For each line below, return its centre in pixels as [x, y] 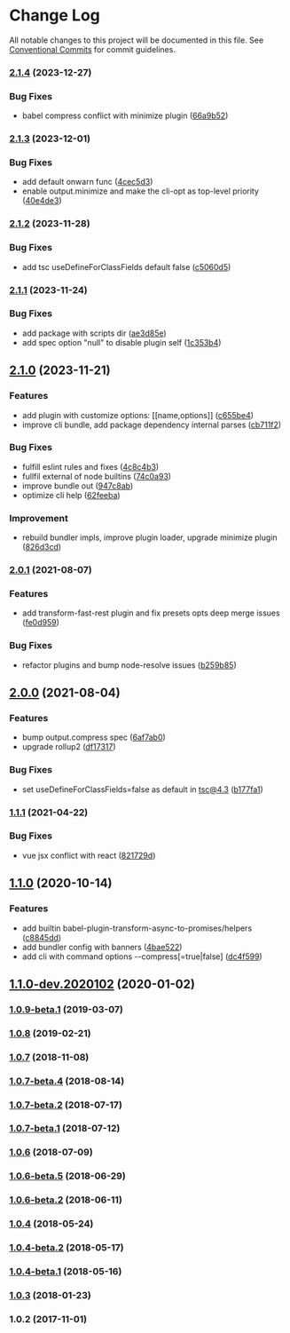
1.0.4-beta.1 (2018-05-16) [66, 1271]
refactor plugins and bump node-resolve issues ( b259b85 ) [129, 665]
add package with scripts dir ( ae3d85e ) [94, 333]
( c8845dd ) [42, 937]
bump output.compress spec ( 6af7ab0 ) [94, 737]
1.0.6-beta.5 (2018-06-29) [67, 1176]
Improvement [39, 518]
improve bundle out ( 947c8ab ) [78, 486]
